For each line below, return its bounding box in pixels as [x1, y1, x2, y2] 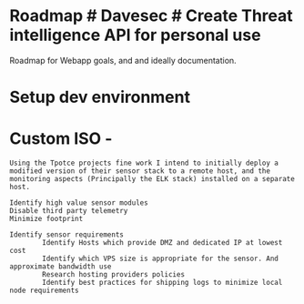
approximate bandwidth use [9, 262, 112, 271]
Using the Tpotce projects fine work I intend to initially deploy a [9, 158, 279, 168]
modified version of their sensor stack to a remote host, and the [9, 167, 271, 176]
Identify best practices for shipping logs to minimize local [42, 279, 283, 288]
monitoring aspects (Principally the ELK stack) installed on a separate [9, 175, 296, 184]
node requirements [9, 286, 79, 296]
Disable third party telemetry [9, 207, 128, 216]
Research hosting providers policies [42, 270, 185, 279]
